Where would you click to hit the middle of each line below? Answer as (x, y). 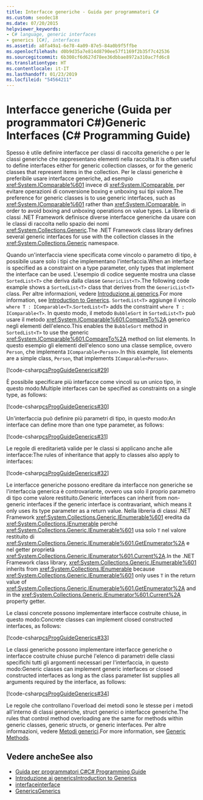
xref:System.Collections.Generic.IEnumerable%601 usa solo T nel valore (96, 530)
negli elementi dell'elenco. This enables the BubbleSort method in (87, 326)
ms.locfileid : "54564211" (39, 80)
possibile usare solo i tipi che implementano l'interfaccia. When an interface (100, 262)
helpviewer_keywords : (34, 29)
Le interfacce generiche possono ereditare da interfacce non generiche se (100, 485)
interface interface (38, 784)
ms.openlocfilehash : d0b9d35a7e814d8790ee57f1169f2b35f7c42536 (88, 52)
